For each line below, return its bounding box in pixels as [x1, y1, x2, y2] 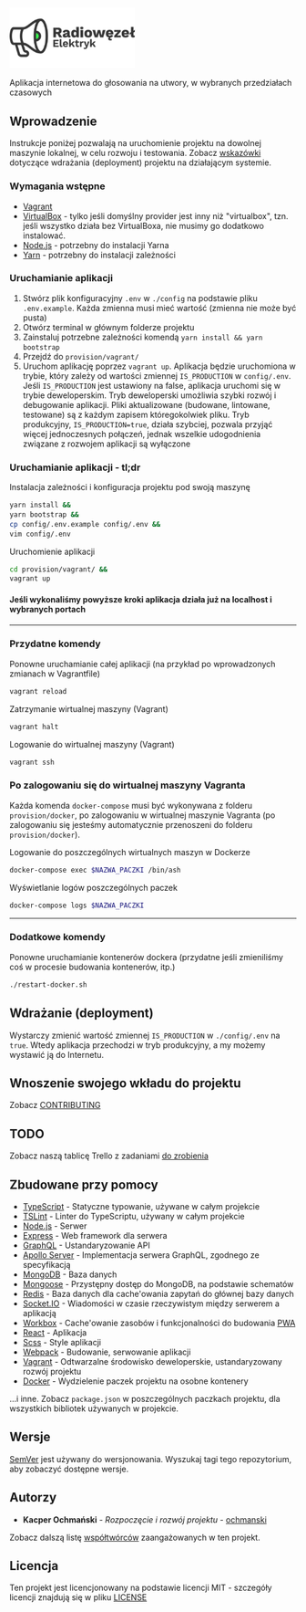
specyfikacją [22, 1259, 71, 1270]
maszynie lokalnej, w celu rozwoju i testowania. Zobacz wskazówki [9, 148, 261, 159]
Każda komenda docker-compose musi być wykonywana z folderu [9, 800, 253, 811]
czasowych [9, 87, 53, 98]
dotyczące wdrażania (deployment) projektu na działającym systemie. [9, 157, 271, 168]
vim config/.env [9, 529, 71, 539]
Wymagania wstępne [9, 180, 106, 193]
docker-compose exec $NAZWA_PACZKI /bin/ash [9, 865, 181, 874]
